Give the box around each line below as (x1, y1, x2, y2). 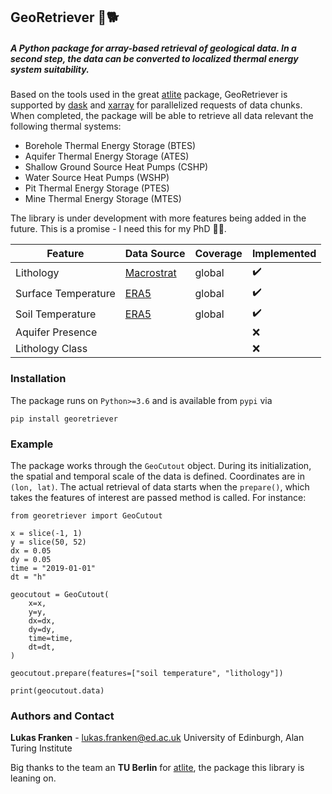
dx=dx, (28, 615, 56, 626)
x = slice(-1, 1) (10, 528, 83, 538)
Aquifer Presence (15, 325, 98, 339)
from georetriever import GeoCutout (10, 510, 163, 521)
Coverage (194, 247, 243, 261)
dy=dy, (28, 624, 56, 634)
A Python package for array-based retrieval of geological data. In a (10, 42, 297, 54)
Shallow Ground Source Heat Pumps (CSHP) (24, 161, 209, 173)
